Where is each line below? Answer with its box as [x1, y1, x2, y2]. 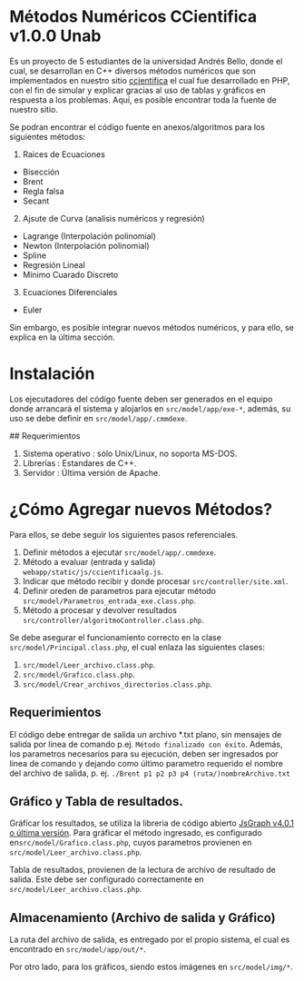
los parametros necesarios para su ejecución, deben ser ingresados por [9, 748, 279, 759]
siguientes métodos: [9, 131, 86, 142]
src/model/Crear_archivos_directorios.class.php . [22, 679, 213, 689]
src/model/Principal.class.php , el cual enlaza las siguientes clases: [9, 641, 265, 652]
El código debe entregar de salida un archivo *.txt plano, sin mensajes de [9, 728, 282, 739]
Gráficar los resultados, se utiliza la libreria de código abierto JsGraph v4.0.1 [9, 817, 295, 828]
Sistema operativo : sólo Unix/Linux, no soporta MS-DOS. [22, 448, 238, 459]
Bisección [22, 166, 60, 177]
